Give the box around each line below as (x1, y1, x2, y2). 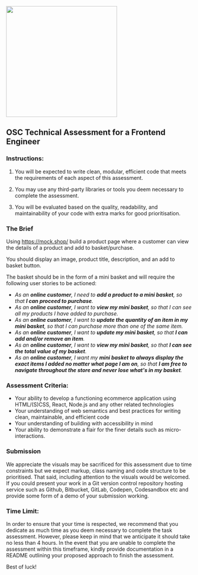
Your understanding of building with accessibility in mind (14, 420, 153, 427)
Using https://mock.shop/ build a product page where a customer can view (6, 238, 189, 245)
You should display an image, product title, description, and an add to (6, 256, 176, 263)
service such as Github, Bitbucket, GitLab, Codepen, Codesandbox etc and (6, 486, 189, 493)
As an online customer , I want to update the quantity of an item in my (14, 316, 188, 323)
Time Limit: (6, 507, 40, 515)
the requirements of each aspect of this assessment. (14, 174, 144, 181)
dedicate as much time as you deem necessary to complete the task (6, 526, 173, 534)
